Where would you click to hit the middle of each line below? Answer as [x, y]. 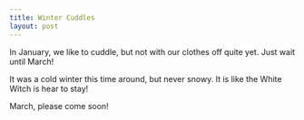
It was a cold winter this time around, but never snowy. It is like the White [146, 78]
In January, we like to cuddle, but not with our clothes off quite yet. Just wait [152, 51]
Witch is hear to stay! [49, 88]
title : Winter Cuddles [52, 18]
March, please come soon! [59, 106]
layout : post [34, 26]
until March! [32, 61]
